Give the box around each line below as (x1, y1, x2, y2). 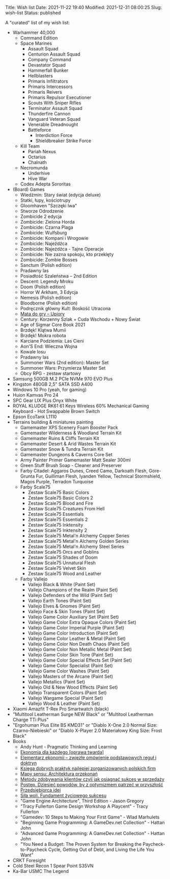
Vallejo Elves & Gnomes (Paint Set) (27, 603, 101, 609)
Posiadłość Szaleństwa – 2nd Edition (20, 273, 98, 279)
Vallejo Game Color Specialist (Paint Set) (27, 663, 113, 669)
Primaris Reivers (27, 89, 63, 95)
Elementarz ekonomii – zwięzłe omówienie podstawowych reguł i (20, 755, 157, 760)
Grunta (20, 473, 35, 479)
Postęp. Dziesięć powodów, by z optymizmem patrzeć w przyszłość (20, 782, 163, 787)
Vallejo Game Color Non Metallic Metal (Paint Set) (27, 646, 132, 652)
